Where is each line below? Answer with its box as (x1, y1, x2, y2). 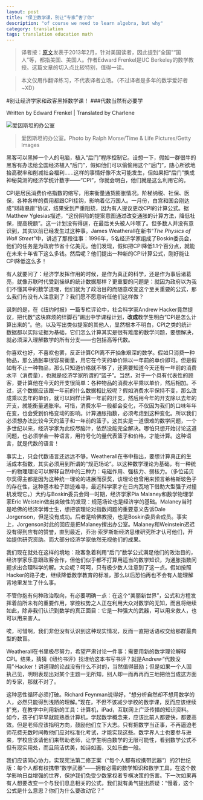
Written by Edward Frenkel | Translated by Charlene (6, 110, 135, 117)
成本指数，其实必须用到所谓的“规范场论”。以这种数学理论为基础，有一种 (11, 461, 192, 468)
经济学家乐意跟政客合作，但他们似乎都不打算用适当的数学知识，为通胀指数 (6, 556, 192, 563)
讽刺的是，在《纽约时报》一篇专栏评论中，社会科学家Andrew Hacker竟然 (6, 306, 188, 313)
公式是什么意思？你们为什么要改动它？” (6, 787, 105, 795)
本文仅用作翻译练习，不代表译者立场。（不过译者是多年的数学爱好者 (21, 77, 188, 84)
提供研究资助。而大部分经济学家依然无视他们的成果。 (11, 536, 144, 543)
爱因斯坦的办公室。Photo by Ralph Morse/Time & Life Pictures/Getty (21, 134, 192, 142)
